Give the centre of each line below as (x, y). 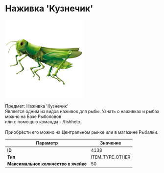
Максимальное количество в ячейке (47, 164)
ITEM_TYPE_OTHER (111, 157)
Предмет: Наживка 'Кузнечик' (37, 106)
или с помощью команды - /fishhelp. (43, 121)
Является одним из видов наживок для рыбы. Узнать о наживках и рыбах (82, 111)
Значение (111, 143)
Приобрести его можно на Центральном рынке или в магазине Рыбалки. (82, 132)
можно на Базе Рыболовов (33, 116)
